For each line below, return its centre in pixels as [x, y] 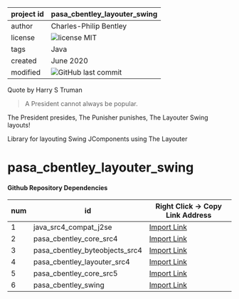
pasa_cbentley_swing [69, 285]
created [24, 61]
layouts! [19, 125]
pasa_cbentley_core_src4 [75, 239]
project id [27, 14]
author [22, 26]
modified [26, 72]
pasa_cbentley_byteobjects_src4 [87, 251]
